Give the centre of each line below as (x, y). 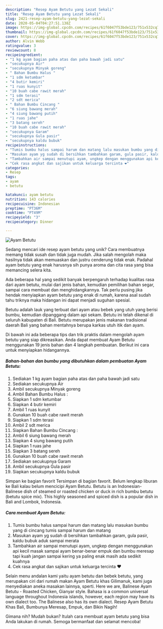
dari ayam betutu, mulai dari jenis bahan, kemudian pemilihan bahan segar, (80, 285)
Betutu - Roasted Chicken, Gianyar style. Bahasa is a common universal (77, 591)
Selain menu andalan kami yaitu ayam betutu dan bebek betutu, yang (74, 576)
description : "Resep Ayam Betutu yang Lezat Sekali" (60, 9)
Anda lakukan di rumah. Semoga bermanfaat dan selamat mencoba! (73, 621)
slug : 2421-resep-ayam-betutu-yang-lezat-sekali (55, 18)
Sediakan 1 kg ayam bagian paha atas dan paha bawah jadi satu (76, 378)
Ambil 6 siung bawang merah (42, 435)
